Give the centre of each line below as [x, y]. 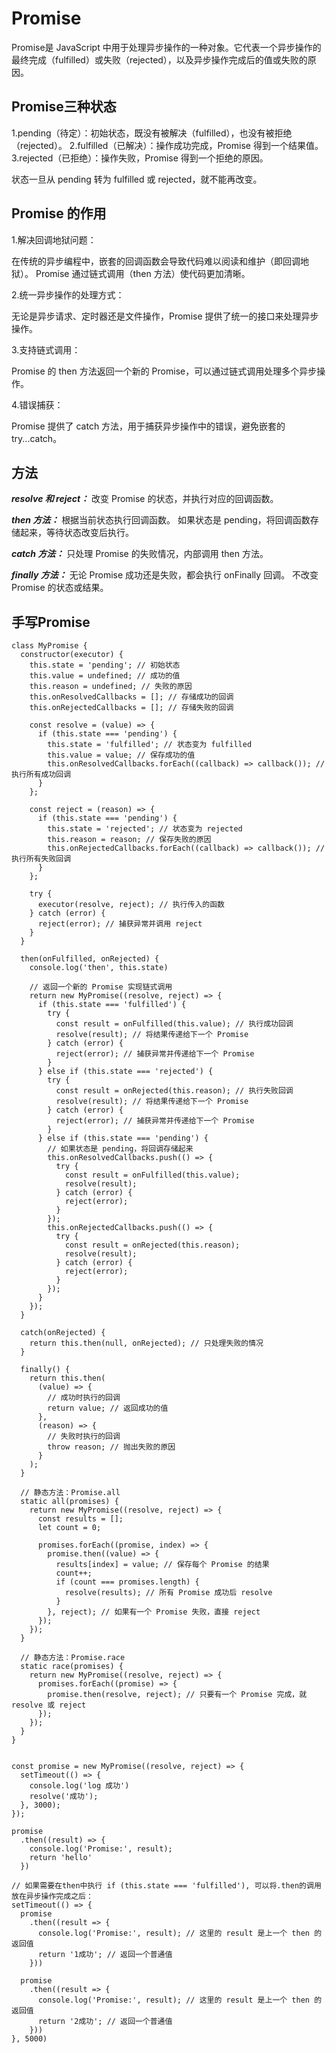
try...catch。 [37, 438]
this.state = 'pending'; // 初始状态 [105, 665]
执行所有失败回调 [41, 859]
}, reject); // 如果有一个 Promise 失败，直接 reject [154, 1612]
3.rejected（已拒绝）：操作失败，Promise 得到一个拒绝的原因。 [140, 158]
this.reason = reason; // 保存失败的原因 [129, 840]
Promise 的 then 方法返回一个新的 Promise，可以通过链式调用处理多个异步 [164, 371]
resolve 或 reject [49, 1705]
